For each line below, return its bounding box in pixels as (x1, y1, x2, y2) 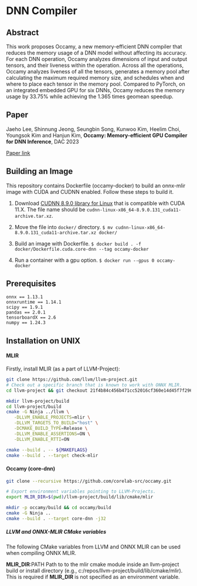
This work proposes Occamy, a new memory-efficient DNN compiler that (6, 43, 182, 50)
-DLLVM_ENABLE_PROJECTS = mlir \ (13, 415, 91, 420)
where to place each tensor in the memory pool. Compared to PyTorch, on (6, 80, 186, 87)
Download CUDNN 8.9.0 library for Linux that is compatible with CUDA (14, 200, 185, 207)
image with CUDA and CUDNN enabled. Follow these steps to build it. (6, 188, 174, 195)
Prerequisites (6, 279, 56, 289)
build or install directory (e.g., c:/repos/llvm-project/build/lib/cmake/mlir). (6, 567, 183, 574)
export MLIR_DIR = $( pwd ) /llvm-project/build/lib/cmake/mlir (6, 494, 154, 500)
